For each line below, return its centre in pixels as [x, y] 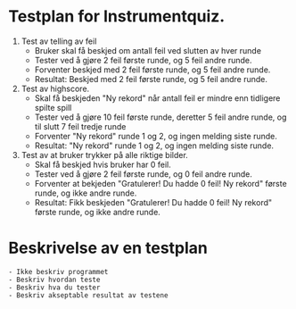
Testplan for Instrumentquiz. [117, 17]
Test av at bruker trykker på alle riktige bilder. [104, 154]
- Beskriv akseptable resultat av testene [88, 295]
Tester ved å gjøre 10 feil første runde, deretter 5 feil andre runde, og [160, 117]
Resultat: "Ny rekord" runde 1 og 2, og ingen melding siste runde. [154, 146]
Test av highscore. [55, 88]
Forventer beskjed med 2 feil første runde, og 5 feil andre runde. [152, 70]
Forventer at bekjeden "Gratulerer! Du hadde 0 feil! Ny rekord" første [160, 183]
